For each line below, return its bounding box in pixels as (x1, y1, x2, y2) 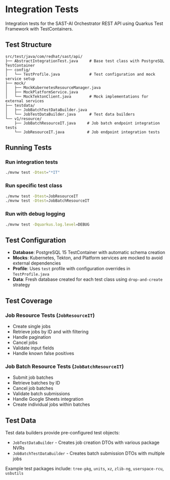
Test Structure (5, 41, 52, 49)
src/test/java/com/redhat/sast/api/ (5, 54, 83, 59)
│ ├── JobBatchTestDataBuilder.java (5, 107, 87, 112)
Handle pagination (12, 334, 51, 340)
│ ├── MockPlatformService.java (5, 89, 79, 94)
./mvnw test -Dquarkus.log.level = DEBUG (5, 222, 90, 227)
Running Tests (5, 143, 52, 152)
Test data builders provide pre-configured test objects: (5, 430, 120, 436)
